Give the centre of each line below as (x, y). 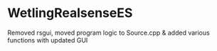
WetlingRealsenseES (70, 13)
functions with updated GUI (48, 40)
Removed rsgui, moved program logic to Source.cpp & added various (108, 33)
